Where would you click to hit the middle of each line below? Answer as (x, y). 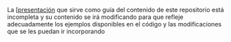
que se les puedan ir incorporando (56, 31)
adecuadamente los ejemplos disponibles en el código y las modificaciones (114, 24)
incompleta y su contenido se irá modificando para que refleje (96, 17)
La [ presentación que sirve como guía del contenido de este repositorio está (115, 10)
